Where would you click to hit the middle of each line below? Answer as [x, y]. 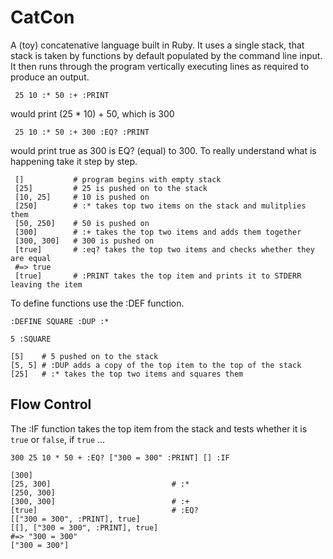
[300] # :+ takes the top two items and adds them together [158, 232]
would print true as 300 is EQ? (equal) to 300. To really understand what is [163, 150]
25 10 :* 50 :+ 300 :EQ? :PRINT [82, 132]
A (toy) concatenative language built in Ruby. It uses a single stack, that [157, 45]
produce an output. [50, 77]
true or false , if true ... [58, 439]
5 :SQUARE [31, 339]
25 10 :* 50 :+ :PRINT [62, 95]
